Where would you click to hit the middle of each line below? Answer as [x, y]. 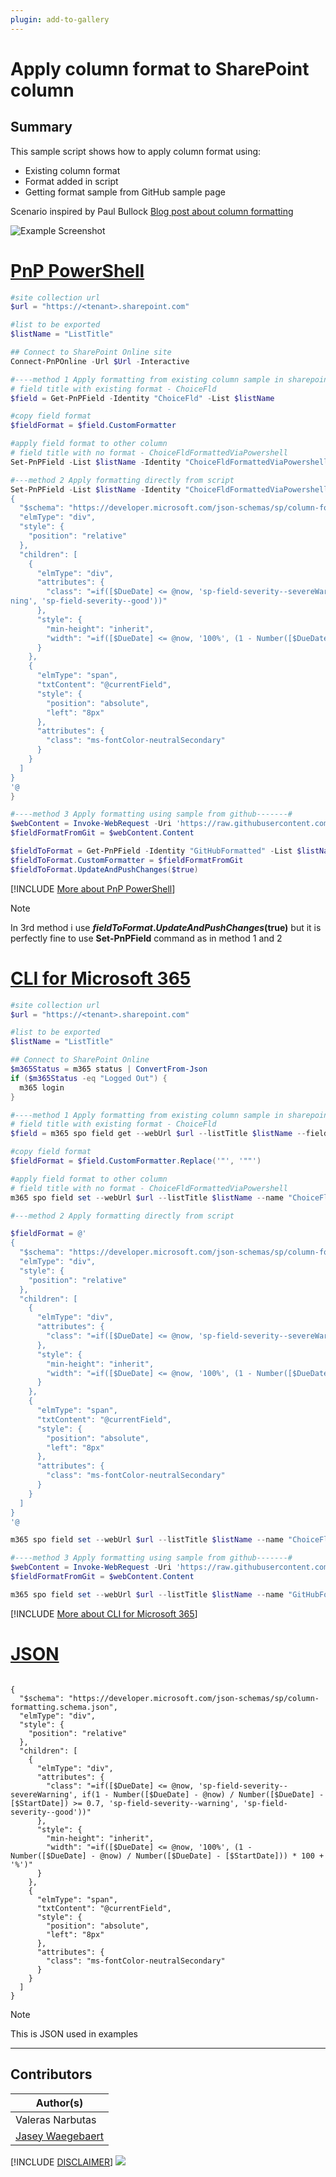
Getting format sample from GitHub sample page [125, 192]
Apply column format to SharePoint [160, 68]
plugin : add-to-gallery [60, 19]
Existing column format [72, 170]
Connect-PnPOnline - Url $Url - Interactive [100, 361]
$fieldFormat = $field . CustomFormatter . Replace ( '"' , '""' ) [136, 1161]
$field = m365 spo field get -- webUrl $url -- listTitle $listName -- [158, 1134]
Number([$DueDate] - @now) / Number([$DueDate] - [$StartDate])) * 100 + [167, 1856]
